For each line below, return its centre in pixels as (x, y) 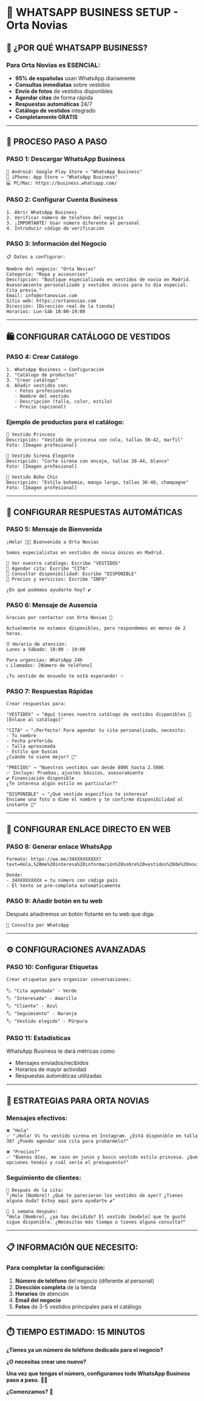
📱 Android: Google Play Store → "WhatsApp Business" (74, 172)
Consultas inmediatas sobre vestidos (63, 84)
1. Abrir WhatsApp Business (42, 212)
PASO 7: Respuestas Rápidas (50, 691)
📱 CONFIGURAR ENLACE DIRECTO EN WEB (89, 829)
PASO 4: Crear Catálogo (42, 357)
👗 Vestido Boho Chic (32, 477)
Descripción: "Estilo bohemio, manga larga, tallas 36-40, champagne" (97, 482)
